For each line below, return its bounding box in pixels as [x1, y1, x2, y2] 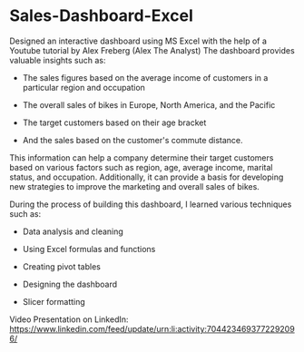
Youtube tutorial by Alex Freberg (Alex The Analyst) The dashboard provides [9, 44, 295, 55]
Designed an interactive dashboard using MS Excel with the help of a [9, 35, 268, 46]
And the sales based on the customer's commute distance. [22, 134, 243, 145]
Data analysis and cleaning [22, 226, 124, 237]
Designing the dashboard [22, 279, 118, 289]
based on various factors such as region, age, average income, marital [9, 161, 273, 172]
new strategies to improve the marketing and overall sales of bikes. [9, 181, 260, 191]
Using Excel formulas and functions [22, 243, 156, 254]
